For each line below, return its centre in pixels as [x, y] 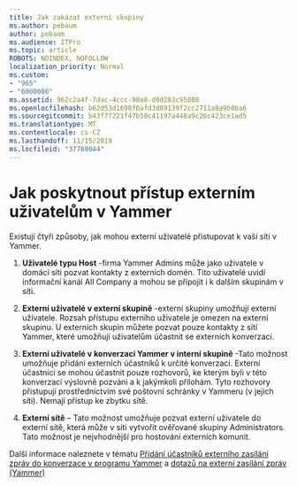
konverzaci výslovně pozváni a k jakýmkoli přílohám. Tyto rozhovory [146, 382]
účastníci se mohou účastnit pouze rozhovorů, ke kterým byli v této [144, 372]
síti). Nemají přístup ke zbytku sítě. [85, 400]
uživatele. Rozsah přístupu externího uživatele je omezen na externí [145, 317]
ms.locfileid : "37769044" [57, 149]
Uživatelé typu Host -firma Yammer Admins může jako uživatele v [143, 263]
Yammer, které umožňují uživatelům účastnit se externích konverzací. [148, 336]
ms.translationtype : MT [53, 125]
